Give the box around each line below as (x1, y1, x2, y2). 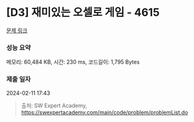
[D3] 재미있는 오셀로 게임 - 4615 (6, 5, 160, 19)
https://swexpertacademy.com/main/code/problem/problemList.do (21, 109, 189, 116)
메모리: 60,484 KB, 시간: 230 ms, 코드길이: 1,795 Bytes (6, 58, 140, 66)
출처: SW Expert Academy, (21, 101, 87, 109)
